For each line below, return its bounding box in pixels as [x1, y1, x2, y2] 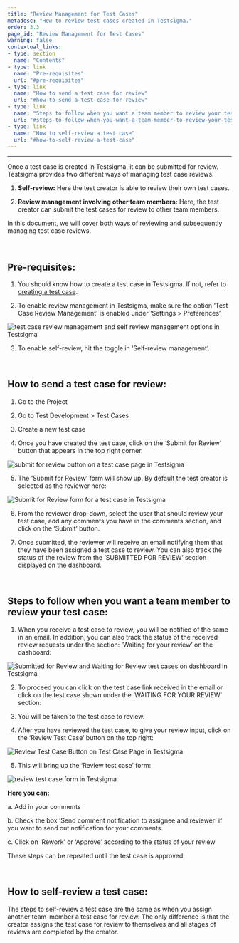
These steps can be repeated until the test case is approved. [7, 851, 185, 860]
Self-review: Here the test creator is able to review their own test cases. [17, 184, 230, 192]
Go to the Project [17, 397, 68, 406]
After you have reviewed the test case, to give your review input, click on [17, 726, 231, 734]
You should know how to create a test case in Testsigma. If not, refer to [17, 280, 226, 288]
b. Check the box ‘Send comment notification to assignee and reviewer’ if [7, 816, 223, 825]
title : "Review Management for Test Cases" [7, 10, 139, 18]
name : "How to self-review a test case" [14, 130, 135, 137]
